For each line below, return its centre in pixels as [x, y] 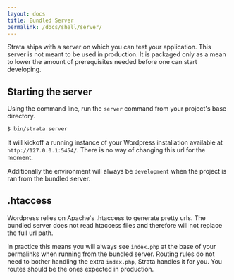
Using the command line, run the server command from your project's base [117, 109]
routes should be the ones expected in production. [81, 269]
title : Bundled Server [41, 20]
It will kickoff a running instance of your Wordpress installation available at [115, 142]
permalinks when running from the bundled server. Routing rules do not [111, 254]
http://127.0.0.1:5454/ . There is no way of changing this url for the [106, 150]
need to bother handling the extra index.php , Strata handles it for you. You [115, 261]
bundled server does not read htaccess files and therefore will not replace [115, 225]
